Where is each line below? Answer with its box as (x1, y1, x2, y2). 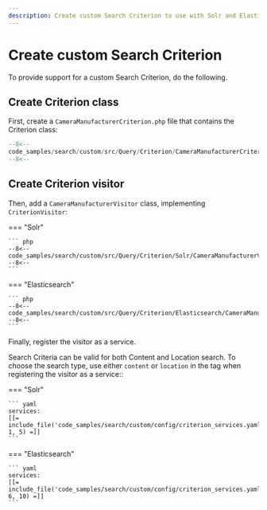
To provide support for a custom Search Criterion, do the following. (8, 73, 228, 82)
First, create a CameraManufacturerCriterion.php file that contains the (8, 116, 234, 126)
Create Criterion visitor (8, 177, 125, 191)
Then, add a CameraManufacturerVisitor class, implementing (8, 198, 206, 208)
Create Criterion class (8, 95, 119, 108)
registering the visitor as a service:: (8, 369, 124, 379)
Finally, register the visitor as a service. (8, 336, 137, 347)
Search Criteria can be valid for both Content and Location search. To (8, 352, 236, 362)
